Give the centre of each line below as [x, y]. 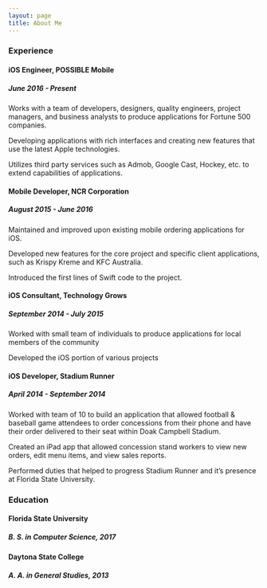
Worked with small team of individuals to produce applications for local [125, 334]
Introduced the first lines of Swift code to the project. [95, 277]
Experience [31, 51]
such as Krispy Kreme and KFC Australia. [76, 262]
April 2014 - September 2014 [57, 394]
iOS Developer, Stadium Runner [61, 376]
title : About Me [35, 23]
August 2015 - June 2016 [51, 210]
